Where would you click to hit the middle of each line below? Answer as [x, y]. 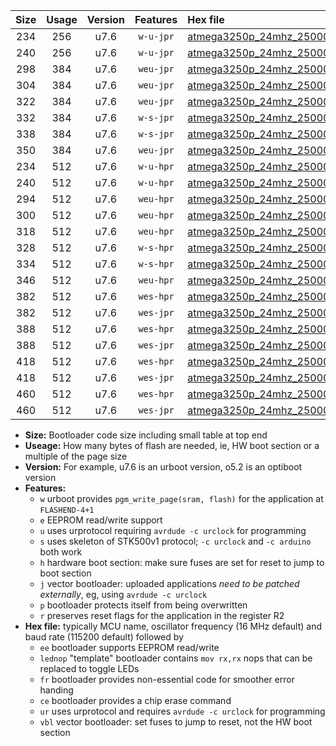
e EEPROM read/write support [101, 520]
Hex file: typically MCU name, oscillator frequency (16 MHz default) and [173, 626]
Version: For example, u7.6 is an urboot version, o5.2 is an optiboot [163, 467]
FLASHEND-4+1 [67, 510]
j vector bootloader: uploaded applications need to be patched [169, 583]
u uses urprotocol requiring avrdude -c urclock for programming [173, 530]
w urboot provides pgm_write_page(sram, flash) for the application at [181, 498]
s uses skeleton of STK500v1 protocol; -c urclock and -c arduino [175, 541]
